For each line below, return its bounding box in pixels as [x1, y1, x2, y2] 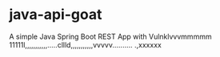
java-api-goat [9, 6, 102, 24]
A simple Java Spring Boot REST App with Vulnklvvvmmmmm [9, 32, 212, 41]
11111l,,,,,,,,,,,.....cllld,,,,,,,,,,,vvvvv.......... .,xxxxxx [9, 40, 162, 49]
